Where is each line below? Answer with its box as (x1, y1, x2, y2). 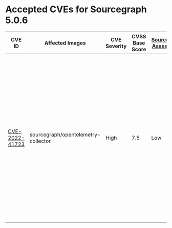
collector (29, 137, 51, 144)
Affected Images (44, 39, 86, 47)
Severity (105, 42, 127, 50)
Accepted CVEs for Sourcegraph (5, 4, 147, 15)
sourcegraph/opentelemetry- (29, 131, 101, 138)
